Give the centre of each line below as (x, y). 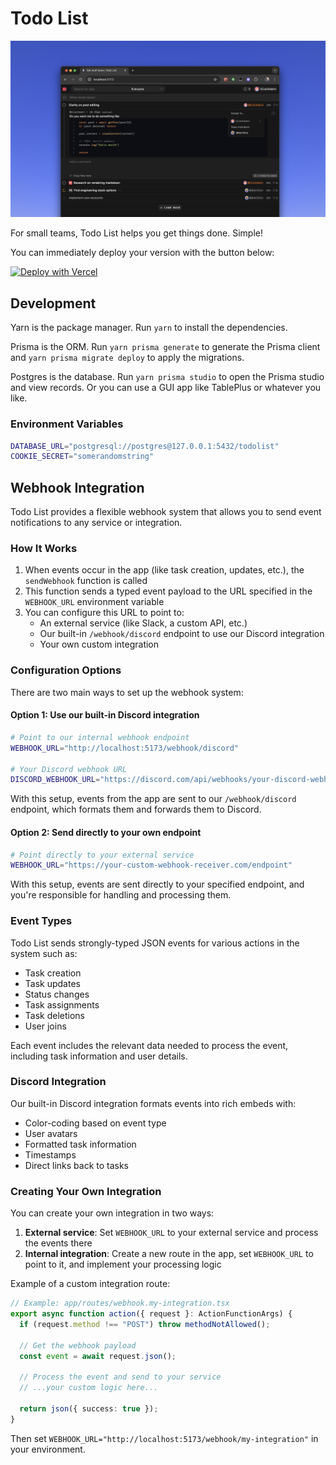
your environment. (48, 1449)
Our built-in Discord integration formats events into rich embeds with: (153, 1103)
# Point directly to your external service (102, 855)
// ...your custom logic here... (89, 1388)
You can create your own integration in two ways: (112, 1213)
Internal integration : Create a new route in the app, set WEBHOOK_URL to (169, 1254)
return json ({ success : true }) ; (89, 1408)
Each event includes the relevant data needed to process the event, (149, 1045)
